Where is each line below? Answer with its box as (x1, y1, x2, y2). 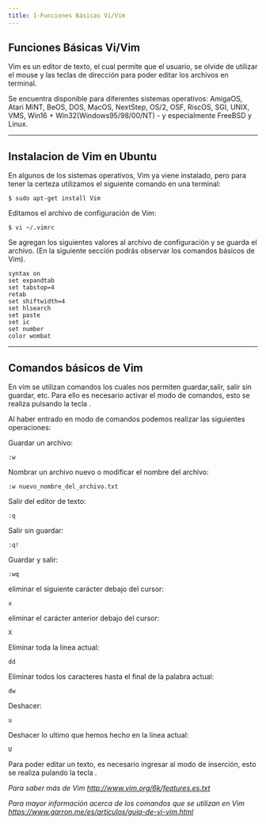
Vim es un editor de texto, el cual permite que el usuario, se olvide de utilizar (8, 62, 258, 71)
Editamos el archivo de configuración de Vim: (8, 208, 157, 218)
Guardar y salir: (8, 555, 59, 565)
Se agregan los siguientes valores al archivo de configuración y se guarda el (8, 238, 257, 247)
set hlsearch (8, 304, 51, 313)
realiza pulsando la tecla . (8, 399, 92, 409)
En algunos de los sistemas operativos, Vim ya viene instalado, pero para (8, 171, 247, 181)
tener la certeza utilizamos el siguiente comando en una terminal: (8, 179, 221, 189)
